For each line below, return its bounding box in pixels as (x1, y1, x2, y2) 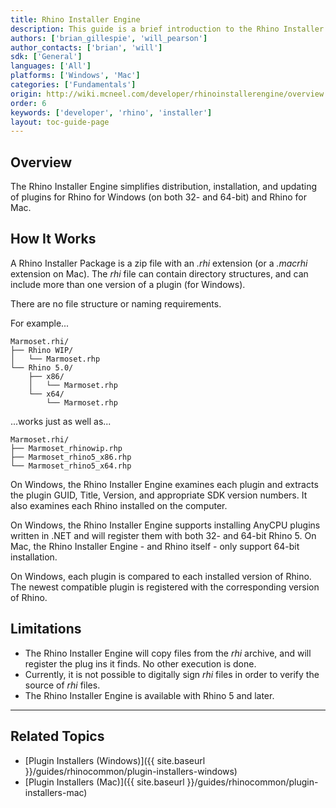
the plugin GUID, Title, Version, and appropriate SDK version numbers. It (10, 489, 308, 501)
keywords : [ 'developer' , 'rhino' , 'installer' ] (10, 107, 213, 118)
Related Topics (10, 728, 105, 745)
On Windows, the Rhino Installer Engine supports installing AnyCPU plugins (10, 519, 321, 531)
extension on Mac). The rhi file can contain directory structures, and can (10, 267, 309, 280)
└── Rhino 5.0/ (10, 362, 74, 373)
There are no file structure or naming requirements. (10, 297, 222, 310)
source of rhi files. (24, 679, 101, 691)
